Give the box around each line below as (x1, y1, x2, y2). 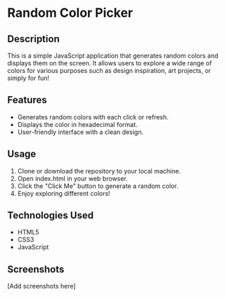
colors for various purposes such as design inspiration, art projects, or (7, 67, 211, 74)
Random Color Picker (7, 5, 134, 21)
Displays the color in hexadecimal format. (17, 120, 139, 128)
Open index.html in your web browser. (17, 174, 128, 183)
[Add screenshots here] (7, 282, 76, 291)
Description (7, 33, 60, 45)
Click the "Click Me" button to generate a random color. (17, 181, 179, 190)
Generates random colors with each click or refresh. (17, 112, 169, 121)
